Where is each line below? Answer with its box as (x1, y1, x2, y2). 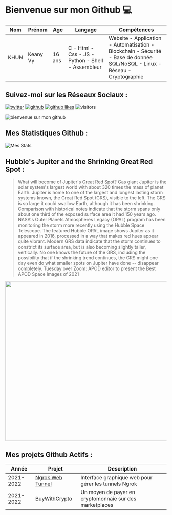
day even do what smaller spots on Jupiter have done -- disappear (17, 260, 159, 266)
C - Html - (68, 44, 94, 51)
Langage (75, 26, 97, 33)
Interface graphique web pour (80, 474, 153, 481)
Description (107, 465, 137, 473)
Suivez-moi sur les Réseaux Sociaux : (5, 91, 128, 99)
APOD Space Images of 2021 (17, 271, 79, 277)
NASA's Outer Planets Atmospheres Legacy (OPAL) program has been (17, 217, 166, 223)
